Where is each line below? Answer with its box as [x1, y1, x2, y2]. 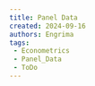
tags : [9, 38, 30, 47]
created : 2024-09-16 [9, 21, 87, 30]
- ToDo [13, 64, 39, 73]
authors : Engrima [9, 30, 74, 39]
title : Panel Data [9, 13, 78, 22]
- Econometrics [13, 47, 70, 56]
